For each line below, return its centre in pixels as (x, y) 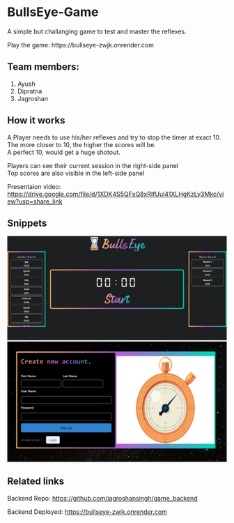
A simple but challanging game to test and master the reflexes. (97, 31)
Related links (36, 482)
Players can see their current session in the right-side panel (93, 165)
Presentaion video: (34, 186)
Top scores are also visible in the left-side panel (76, 173)
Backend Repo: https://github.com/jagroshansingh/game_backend (102, 498)
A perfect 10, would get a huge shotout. (64, 152)
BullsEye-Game (53, 12)
